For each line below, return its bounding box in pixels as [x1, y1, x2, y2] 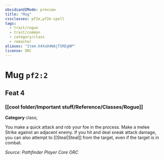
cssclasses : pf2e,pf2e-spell [5, 16, 65, 21]
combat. [5, 140, 22, 146]
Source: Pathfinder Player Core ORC [5, 149, 79, 155]
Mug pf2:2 [5, 69, 48, 80]
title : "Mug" [5, 12, 32, 17]
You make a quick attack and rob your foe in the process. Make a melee [5, 124, 150, 130]
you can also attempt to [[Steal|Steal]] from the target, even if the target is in [5, 134, 159, 140]
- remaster [9, 39, 32, 44]
